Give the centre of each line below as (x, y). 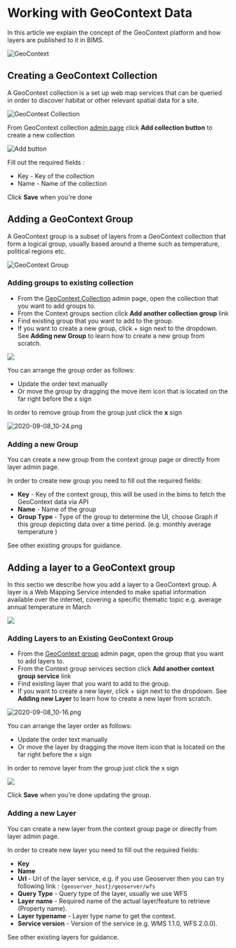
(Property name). (42, 908)
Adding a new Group (43, 444)
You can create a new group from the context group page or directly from (113, 460)
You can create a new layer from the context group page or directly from (112, 828)
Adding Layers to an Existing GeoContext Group (91, 638)
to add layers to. (41, 661)
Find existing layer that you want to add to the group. (94, 684)
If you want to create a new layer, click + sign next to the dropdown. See (122, 691)
